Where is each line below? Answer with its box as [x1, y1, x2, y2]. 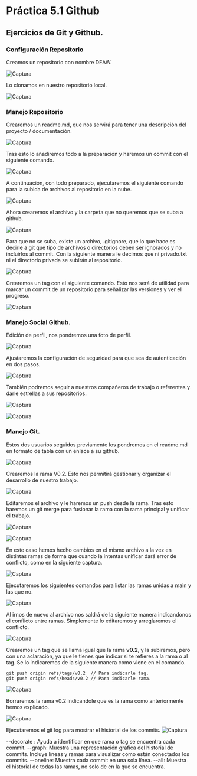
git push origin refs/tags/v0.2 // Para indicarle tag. [6, 670, 149, 676]
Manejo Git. [6, 428, 40, 436]
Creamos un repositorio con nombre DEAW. [6, 58, 112, 66]
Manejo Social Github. [6, 318, 71, 327]
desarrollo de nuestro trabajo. [6, 477, 78, 484]
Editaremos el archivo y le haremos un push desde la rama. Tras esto [6, 499, 174, 506]
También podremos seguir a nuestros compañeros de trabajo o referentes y [6, 384, 191, 391]
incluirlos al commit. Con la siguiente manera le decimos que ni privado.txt [6, 250, 188, 257]
